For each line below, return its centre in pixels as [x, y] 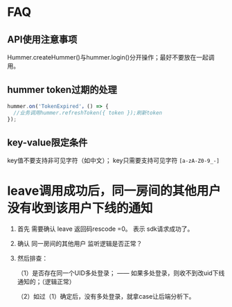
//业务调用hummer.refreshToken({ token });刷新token [88, 113]
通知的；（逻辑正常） [46, 282]
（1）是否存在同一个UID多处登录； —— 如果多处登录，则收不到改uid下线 [121, 273]
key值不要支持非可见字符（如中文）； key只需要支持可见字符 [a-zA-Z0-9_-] [114, 161]
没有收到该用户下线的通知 [80, 208]
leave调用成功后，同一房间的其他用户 [114, 191]
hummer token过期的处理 [62, 90]
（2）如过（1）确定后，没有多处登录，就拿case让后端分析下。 [106, 297]
